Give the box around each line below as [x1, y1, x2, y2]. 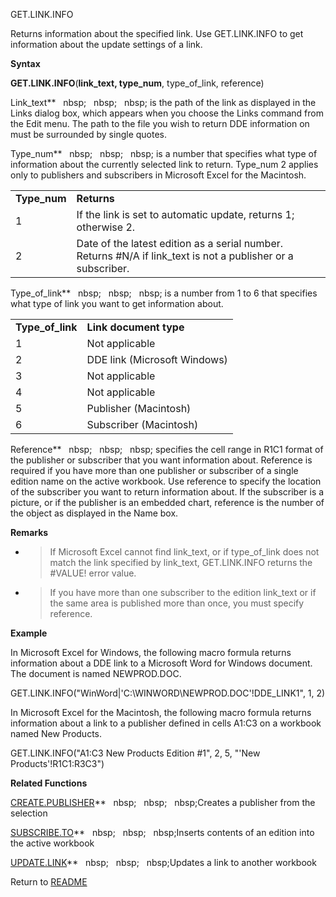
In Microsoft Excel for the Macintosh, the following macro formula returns [10, 707, 312, 718]
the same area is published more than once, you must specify [49, 597, 305, 609]
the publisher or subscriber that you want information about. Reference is [10, 454, 313, 466]
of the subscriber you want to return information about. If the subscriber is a [10, 486, 325, 498]
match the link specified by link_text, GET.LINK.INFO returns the [49, 557, 313, 568]
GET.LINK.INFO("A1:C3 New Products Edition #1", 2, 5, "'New [10, 747, 261, 759]
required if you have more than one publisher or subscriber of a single [10, 465, 299, 476]
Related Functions [10, 777, 88, 789]
